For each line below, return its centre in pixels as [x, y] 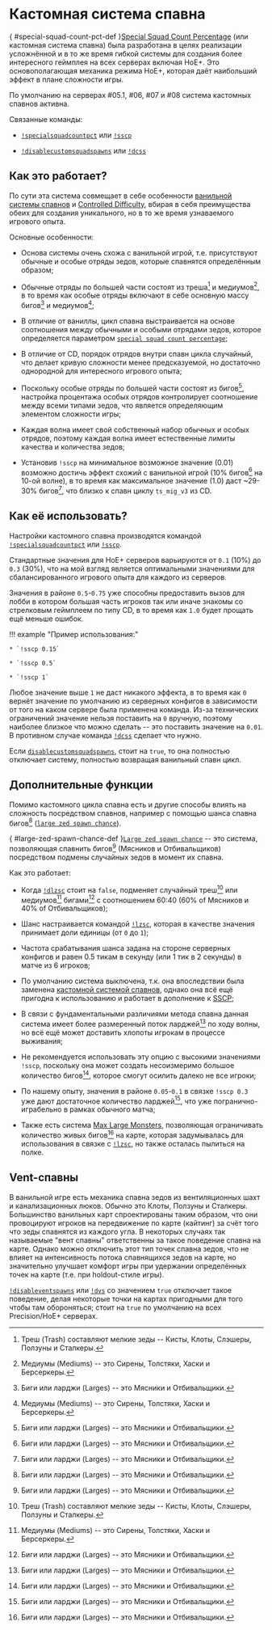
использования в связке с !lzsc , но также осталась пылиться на [133, 1143]
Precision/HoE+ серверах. [54, 1315]
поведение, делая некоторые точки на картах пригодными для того [126, 1299]
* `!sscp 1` [29, 677]
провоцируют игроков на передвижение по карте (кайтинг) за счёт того [134, 1222]
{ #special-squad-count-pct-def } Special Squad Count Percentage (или [129, 36]
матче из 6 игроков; [56, 965]
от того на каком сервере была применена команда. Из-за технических [134, 709]
